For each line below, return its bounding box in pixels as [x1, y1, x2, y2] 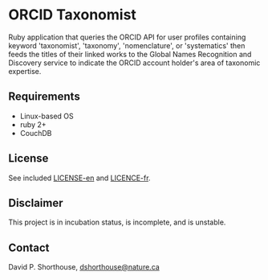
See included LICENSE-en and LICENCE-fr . [8, 173, 151, 183]
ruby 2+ [19, 119, 47, 130]
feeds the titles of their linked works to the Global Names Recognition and [8, 49, 252, 59]
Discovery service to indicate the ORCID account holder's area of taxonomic [8, 58, 261, 68]
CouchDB [19, 128, 52, 138]
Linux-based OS [19, 111, 74, 121]
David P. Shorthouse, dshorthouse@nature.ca [8, 262, 160, 272]
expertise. [8, 66, 42, 76]
